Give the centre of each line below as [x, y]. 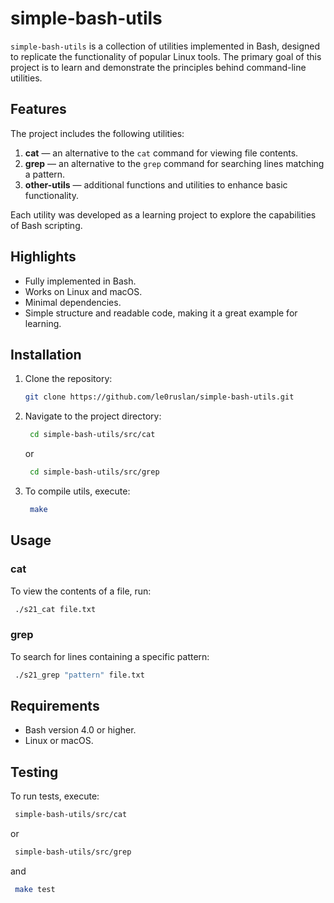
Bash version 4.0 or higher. [80, 730]
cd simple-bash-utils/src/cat [92, 435]
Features [38, 109]
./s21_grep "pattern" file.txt [79, 675]
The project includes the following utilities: [97, 133]
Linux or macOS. [59, 741]
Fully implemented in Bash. [80, 281]
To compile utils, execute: [77, 491]
